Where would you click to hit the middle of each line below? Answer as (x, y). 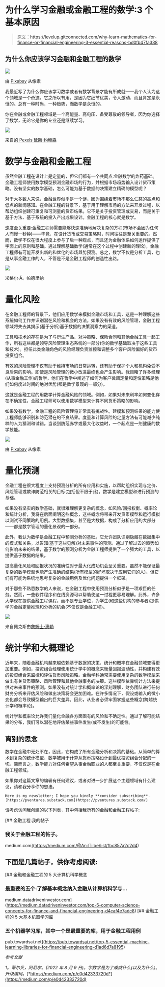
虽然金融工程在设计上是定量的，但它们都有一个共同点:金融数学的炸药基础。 (81, 176)
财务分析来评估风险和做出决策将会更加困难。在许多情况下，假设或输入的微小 (82, 693)
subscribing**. (135, 796)
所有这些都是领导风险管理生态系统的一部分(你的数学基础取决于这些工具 (85, 343)
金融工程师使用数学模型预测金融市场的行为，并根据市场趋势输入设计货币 (78, 182)
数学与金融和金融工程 (48, 161)
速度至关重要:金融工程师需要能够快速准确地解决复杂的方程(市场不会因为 (78, 227)
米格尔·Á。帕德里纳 (25, 278)
